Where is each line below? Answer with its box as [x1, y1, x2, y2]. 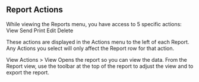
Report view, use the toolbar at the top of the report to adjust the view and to [6, 62, 194, 70]
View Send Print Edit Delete [6, 27, 74, 34]
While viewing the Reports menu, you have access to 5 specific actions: [6, 20, 182, 27]
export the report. [6, 68, 49, 76]
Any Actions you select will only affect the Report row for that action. [6, 45, 175, 52]
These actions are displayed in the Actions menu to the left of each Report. [6, 38, 189, 45]
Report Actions [6, 5, 64, 15]
